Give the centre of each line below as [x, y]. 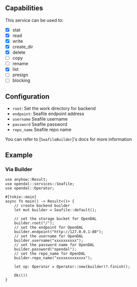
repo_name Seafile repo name [42, 130]
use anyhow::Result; [27, 179]
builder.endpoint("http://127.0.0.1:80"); [59, 232]
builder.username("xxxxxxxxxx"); [49, 240]
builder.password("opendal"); [46, 249]
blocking [21, 80]
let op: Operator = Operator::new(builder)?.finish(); [72, 267]
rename [20, 64]
